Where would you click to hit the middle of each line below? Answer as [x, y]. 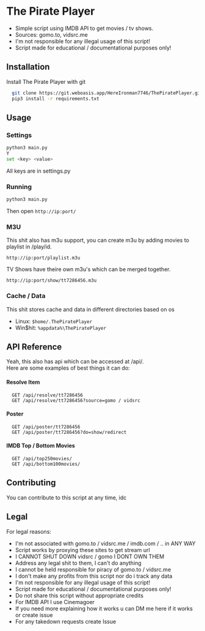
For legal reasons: [29, 531]
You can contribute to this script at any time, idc [67, 498]
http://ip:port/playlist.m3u [43, 258]
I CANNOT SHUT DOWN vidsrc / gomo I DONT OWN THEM [90, 556]
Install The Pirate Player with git [46, 81]
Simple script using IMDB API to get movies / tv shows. [84, 28]
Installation [28, 67]
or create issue [34, 615]
